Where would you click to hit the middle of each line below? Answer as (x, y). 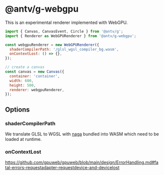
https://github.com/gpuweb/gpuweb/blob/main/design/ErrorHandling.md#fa (82, 162)
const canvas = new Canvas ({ (35, 72)
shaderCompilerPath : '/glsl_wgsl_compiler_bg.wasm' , (64, 49)
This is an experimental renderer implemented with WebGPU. (66, 22)
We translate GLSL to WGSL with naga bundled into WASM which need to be (82, 134)
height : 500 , (23, 85)
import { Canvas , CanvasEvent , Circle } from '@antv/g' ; (64, 31)
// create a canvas (25, 67)
